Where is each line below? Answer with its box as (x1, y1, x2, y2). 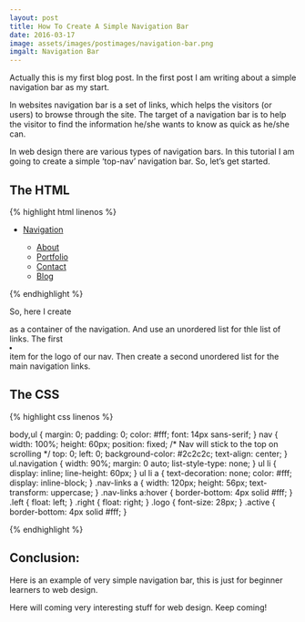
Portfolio (36, 251, 68, 262)
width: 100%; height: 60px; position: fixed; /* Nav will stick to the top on (9, 438, 279, 449)
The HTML (9, 182, 70, 198)
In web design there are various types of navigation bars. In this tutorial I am (9, 147, 295, 158)
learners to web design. (9, 584, 98, 595)
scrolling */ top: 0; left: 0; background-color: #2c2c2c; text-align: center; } (9, 448, 289, 459)
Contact (36, 260, 66, 271)
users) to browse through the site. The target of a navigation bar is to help (9, 109, 287, 120)
